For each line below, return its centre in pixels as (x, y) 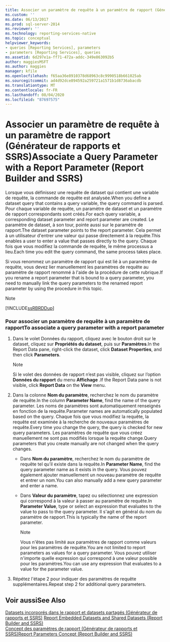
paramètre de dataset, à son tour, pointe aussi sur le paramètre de (74, 225)
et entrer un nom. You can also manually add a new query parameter (91, 480)
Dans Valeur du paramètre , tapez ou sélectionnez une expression (89, 495)
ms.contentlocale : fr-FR (31, 90)
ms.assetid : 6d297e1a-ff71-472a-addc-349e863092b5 (60, 57)
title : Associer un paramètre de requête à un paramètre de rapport (79, 10)
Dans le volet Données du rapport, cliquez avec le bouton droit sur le (84, 339)
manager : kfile (21, 72)
